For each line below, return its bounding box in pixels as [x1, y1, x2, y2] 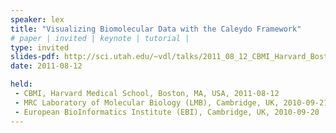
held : [10, 79, 33, 90]
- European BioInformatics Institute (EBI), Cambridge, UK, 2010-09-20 [14, 107, 320, 117]
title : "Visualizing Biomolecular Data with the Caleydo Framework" [10, 24, 302, 34]
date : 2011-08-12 [10, 61, 83, 71]
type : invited [10, 42, 70, 53]
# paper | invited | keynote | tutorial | [10, 33, 190, 43]
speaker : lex [10, 14, 65, 25]
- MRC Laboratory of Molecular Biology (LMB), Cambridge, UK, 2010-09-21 [14, 97, 329, 108]
